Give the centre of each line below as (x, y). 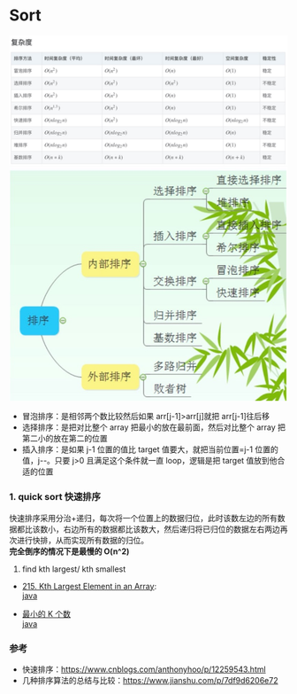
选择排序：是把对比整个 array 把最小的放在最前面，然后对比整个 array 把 (153, 427)
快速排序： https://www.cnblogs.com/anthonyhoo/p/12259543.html (144, 669)
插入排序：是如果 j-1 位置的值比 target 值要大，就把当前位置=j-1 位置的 (150, 449)
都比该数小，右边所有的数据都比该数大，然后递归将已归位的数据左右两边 (148, 529)
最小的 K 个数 (46, 613)
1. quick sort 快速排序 (55, 497)
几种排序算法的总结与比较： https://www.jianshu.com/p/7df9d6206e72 (150, 680)
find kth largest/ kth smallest (74, 569)
